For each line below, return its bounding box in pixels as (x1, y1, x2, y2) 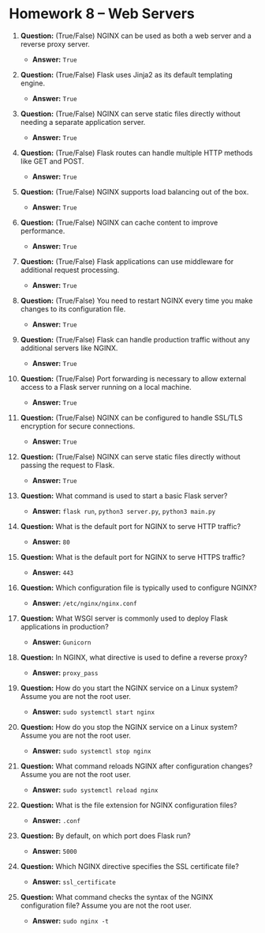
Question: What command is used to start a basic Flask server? (20, 491, 228, 500)
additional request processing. (20, 265, 120, 274)
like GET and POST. (20, 156, 84, 166)
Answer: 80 (32, 537, 70, 546)
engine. (20, 78, 46, 88)
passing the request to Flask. (20, 460, 115, 470)
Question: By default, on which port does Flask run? (20, 831, 192, 840)
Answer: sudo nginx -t (32, 916, 110, 925)
